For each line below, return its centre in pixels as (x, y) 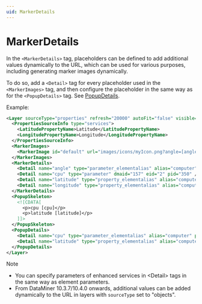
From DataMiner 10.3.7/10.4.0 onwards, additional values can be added (103, 288)
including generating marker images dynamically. (67, 71)
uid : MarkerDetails (31, 12)
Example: (18, 107)
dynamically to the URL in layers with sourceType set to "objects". (95, 295)
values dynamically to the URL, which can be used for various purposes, (96, 64)
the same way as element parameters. (62, 282)
